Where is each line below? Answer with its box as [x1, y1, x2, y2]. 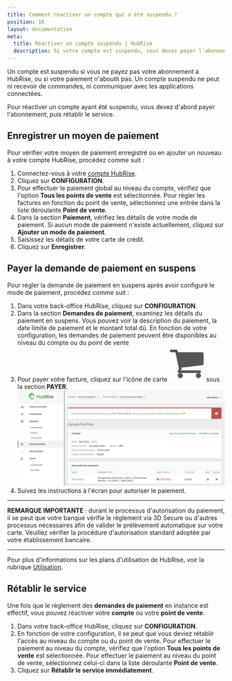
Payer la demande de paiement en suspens [7, 262, 196, 274]
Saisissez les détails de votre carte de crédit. [17, 235, 145, 243]
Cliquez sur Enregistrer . [17, 242, 86, 251]
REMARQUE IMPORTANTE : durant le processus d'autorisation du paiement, [7, 506, 225, 515]
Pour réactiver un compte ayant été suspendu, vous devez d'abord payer [7, 103, 215, 111]
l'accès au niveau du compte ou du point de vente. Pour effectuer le [17, 636, 211, 645]
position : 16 [7, 18, 45, 26]
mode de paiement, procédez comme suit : [7, 288, 130, 296]
